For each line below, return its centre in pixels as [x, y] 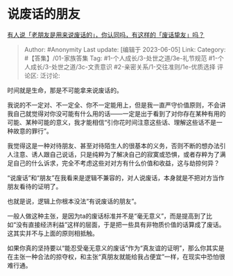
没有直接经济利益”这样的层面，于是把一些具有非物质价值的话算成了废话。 [121, 224]
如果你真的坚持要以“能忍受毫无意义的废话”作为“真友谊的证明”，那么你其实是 [116, 248]
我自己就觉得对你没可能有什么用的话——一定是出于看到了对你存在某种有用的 [116, 113]
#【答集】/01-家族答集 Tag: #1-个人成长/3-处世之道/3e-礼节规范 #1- [121, 58]
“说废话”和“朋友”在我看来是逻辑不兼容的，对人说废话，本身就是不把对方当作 [116, 178]
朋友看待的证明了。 [35, 186]
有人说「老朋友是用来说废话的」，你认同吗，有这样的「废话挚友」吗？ [106, 35]
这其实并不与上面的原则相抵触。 [53, 233]
